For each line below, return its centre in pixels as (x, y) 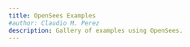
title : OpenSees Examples (52, 16)
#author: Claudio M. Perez (54, 23)
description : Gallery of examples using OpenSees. (96, 30)
